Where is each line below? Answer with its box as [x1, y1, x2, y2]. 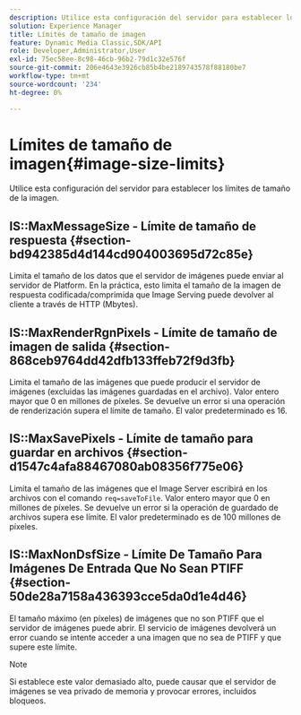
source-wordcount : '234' [9, 80, 102, 89]
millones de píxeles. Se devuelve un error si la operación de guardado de [9, 502, 279, 513]
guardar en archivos [9, 445, 125, 461]
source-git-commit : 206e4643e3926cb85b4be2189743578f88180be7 [9, 64, 246, 73]
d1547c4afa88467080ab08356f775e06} [9, 459, 245, 475]
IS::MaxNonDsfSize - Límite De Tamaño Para [9, 547, 262, 563]
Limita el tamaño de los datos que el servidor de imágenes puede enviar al [9, 271, 284, 281]
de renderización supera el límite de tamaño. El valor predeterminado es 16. [9, 405, 288, 417]
